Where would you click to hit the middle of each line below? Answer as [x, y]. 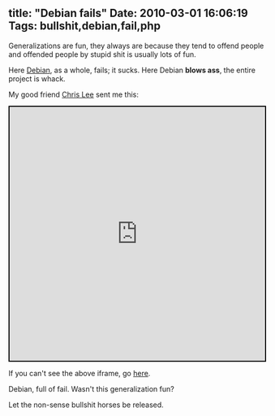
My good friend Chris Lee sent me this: [74, 94]
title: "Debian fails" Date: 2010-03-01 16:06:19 [129, 13]
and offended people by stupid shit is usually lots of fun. [102, 54]
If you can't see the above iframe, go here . [79, 373]
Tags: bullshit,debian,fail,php [84, 26]
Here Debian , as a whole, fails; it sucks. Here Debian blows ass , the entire [132, 70]
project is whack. [37, 78]
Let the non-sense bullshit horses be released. [86, 405]
